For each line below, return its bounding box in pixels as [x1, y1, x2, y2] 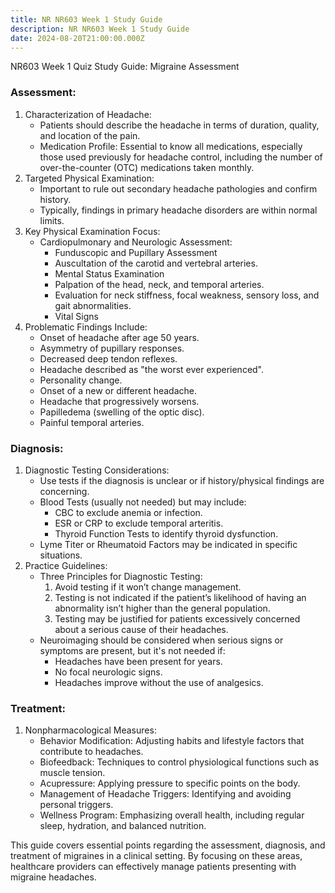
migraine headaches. [10, 871, 97, 883]
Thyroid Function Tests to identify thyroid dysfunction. [54, 527, 279, 540]
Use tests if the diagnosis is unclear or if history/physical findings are [39, 474, 325, 486]
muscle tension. [39, 767, 106, 779]
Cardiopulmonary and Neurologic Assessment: [39, 236, 233, 248]
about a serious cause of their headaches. [54, 623, 229, 635]
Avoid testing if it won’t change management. [54, 581, 242, 593]
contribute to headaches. [39, 746, 144, 758]
